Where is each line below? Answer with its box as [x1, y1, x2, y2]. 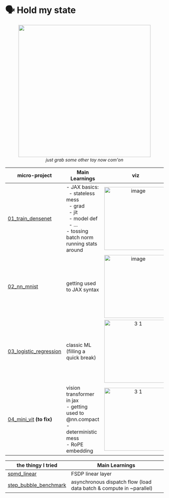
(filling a [66, 347, 86, 354]
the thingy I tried [17, 462, 58, 469]
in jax [66, 397, 79, 404]
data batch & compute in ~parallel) [71, 484, 153, 491]
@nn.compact [66, 415, 100, 422]
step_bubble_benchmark [8, 481, 66, 488]
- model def [68, 215, 98, 222]
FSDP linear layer [71, 470, 112, 477]
